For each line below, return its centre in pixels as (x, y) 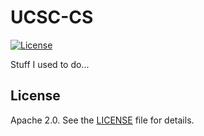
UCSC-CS (52, 17)
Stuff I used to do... (50, 64)
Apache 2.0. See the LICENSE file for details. (102, 120)
